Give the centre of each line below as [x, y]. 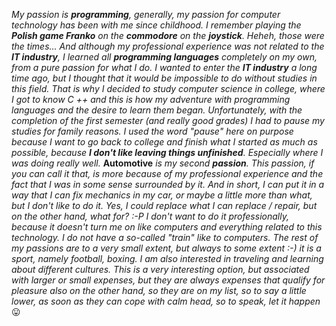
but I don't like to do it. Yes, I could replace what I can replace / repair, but [164, 205]
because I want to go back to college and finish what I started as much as [164, 142]
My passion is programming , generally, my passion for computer [146, 14]
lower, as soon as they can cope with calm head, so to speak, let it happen [166, 301]
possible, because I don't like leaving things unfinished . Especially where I [167, 152]
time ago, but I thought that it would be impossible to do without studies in [164, 78]
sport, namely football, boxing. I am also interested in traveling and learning [167, 258]
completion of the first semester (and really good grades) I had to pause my [168, 120]
